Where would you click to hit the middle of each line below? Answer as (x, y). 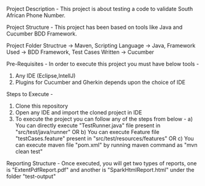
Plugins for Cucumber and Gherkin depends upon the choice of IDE (100, 82)
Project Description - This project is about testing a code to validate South (100, 9)
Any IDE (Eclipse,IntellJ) (45, 76)
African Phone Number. (36, 15)
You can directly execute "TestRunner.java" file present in (88, 125)
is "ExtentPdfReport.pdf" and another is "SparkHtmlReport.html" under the (100, 170)
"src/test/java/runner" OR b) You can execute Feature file (87, 132)
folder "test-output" (31, 176)
